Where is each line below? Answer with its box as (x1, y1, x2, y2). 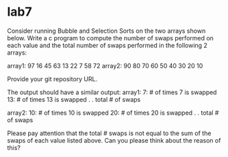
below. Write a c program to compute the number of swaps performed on (7, 33, 214, 42)
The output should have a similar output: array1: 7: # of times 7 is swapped (7, 88, 217, 96)
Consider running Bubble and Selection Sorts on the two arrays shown (7, 27, 206, 35)
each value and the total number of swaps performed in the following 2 (7, 41, 207, 49)
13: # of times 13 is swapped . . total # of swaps (7, 95, 141, 103)
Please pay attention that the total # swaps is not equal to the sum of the (7, 129, 212, 137)
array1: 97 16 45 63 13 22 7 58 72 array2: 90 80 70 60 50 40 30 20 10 (7, 61, 203, 70)
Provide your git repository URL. (7, 74, 98, 83)
